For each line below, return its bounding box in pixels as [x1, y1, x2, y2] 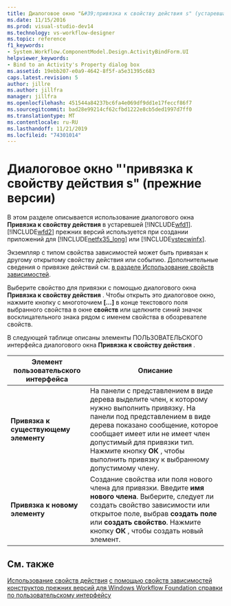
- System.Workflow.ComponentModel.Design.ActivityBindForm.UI [7, 49, 189, 56]
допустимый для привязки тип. [90, 437, 195, 447]
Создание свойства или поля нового [90, 475, 213, 484]
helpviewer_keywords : [7, 55, 69, 62]
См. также [7, 558, 55, 570]
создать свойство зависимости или [90, 500, 210, 510]
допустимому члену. [90, 464, 159, 473]
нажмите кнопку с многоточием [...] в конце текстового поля [7, 299, 188, 307]
